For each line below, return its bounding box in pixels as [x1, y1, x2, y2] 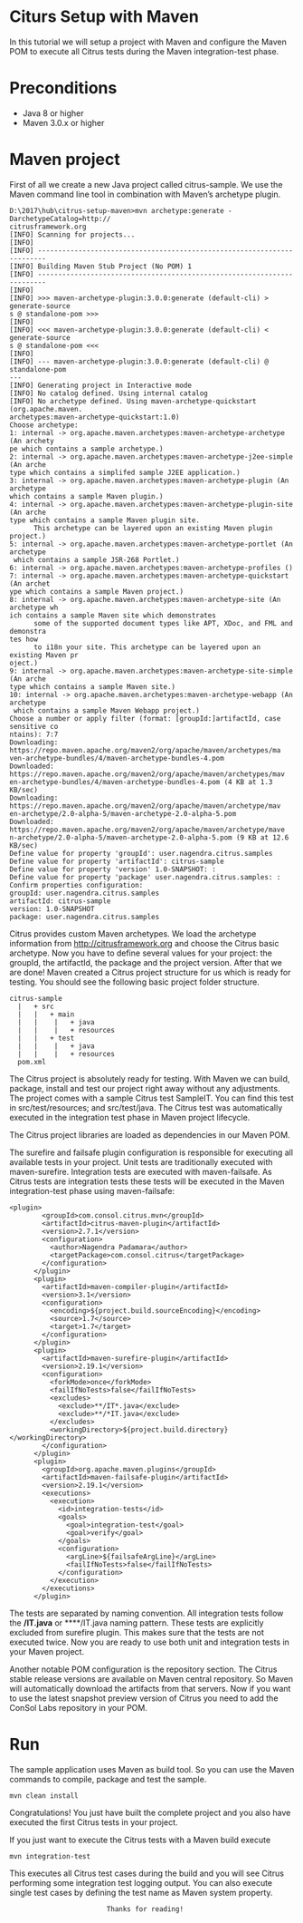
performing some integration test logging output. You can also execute [9, 1877, 273, 1888]
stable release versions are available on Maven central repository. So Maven [9, 1673, 294, 1684]
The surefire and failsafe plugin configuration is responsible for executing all [9, 1147, 294, 1158]
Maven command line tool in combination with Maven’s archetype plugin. [9, 189, 281, 199]
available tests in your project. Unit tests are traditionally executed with [9, 1156, 273, 1167]
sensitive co [9, 722, 59, 731]
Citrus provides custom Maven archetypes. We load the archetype [9, 928, 257, 939]
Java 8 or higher [22, 107, 84, 119]
